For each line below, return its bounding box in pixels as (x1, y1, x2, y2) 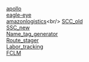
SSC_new (6, 24, 30, 31)
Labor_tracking (6, 43, 44, 50)
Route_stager (6, 37, 39, 44)
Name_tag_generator (6, 30, 58, 38)
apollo (6, 5, 22, 12)
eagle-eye (6, 11, 32, 18)
